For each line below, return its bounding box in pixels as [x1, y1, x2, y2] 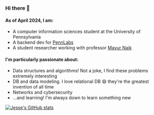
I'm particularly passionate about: [5, 56, 79, 63]
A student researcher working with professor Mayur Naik [12, 45, 132, 51]
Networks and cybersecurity [12, 89, 73, 96]
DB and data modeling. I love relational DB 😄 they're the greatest [12, 78, 149, 84]
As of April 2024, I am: [5, 17, 54, 23]
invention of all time [12, 84, 54, 90]
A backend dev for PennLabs [12, 39, 74, 45]
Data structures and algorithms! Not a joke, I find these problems [12, 68, 148, 74]
